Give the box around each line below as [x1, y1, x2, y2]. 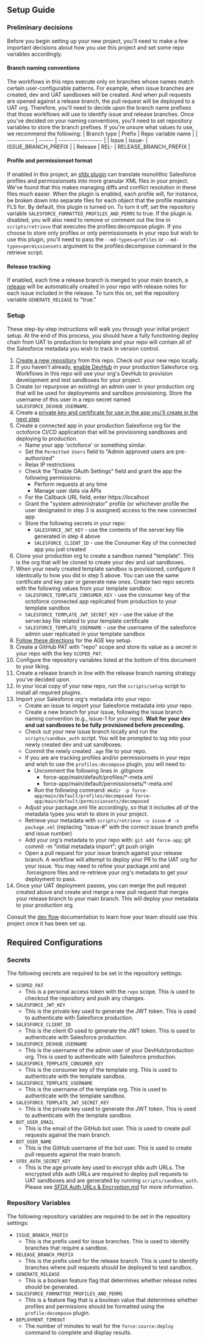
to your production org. [15, 901, 74, 909]
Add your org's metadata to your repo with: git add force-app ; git [24, 836, 191, 843]
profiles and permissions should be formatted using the [24, 1302, 164, 1310]
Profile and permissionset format [7, 157, 93, 164]
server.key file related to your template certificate [24, 617, 149, 624]
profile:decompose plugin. [24, 1309, 90, 1316]
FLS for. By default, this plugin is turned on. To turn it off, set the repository [7, 203, 195, 211]
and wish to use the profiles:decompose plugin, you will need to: [24, 760, 187, 768]
